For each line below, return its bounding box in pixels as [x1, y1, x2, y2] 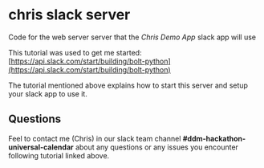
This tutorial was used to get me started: [8, 47, 142, 57]
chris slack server [8, 6, 131, 24]
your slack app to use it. [8, 88, 88, 98]
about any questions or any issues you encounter [75, 142, 239, 152]
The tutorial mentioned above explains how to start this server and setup [8, 80, 249, 90]
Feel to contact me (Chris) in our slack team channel [8, 133, 181, 143]
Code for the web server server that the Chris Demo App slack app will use [8, 32, 257, 42]
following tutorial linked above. [8, 150, 110, 160]
